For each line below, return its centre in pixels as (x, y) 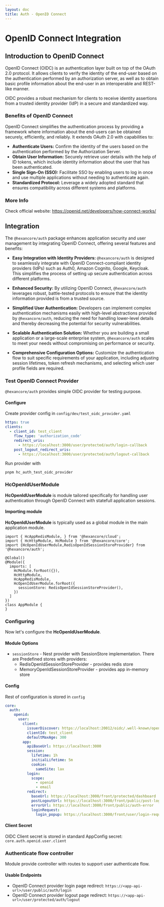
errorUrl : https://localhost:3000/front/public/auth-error (92, 805)
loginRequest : (45, 810)
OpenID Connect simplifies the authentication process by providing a (74, 126)
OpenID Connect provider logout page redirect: (60, 895)
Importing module (24, 512)
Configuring (20, 621)
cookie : (39, 764)
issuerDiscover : (43, 728)
